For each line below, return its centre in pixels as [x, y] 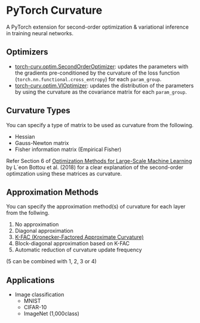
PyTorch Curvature [54, 10]
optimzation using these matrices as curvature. [64, 173]
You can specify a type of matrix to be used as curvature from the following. [100, 125]
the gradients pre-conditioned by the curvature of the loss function [97, 73]
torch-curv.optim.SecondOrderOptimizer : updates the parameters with [101, 66]
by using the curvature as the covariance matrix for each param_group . [101, 92]
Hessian [25, 136]
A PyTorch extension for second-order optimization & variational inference [98, 27]
